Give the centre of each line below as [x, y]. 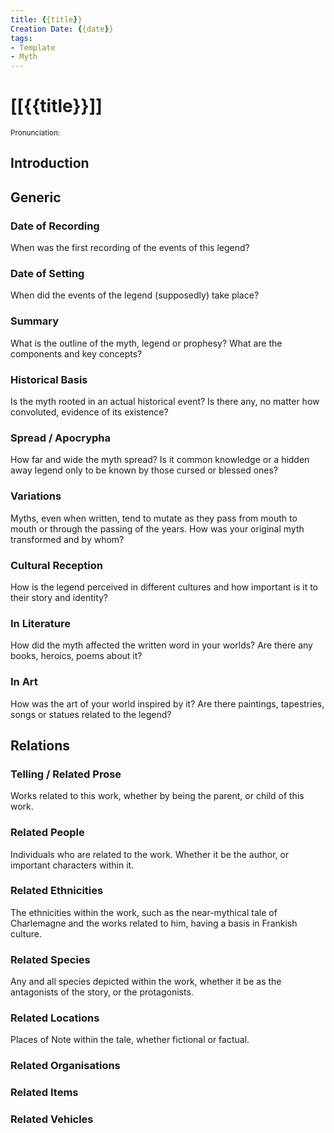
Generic [36, 197]
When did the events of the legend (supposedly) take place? [135, 295]
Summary [35, 321]
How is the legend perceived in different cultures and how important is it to [164, 587]
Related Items [44, 1093]
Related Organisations [65, 1066]
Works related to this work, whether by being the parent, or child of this [157, 796]
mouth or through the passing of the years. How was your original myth [157, 528]
